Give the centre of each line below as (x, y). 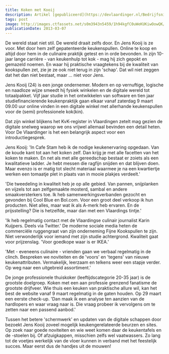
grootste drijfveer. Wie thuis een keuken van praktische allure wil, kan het (81, 288)
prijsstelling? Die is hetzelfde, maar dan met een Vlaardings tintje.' (73, 211)
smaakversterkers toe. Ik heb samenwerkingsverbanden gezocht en (76, 195)
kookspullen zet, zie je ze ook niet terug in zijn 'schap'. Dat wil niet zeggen (82, 70)
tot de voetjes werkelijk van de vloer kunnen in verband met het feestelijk (81, 341)
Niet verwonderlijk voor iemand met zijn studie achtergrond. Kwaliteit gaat (82, 237)
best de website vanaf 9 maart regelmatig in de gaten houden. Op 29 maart (83, 293)
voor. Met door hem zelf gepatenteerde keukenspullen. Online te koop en (81, 48)
